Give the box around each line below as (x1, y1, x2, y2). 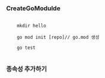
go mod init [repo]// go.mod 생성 (17, 35, 100, 40)
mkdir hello (17, 23, 46, 29)
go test (17, 45, 36, 51)
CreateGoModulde (6, 4, 61, 13)
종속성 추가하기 (6, 65, 47, 73)
